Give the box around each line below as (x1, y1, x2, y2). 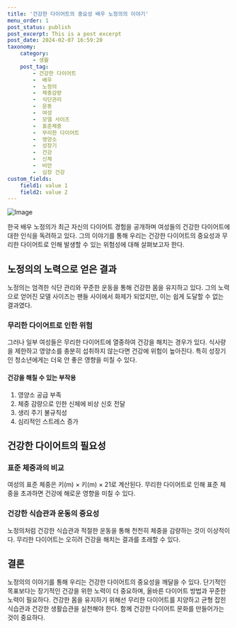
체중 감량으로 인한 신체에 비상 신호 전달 (17, 399, 126, 408)
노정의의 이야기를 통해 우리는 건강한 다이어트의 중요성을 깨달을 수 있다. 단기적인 (7, 578, 226, 586)
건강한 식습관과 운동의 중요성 (7, 509, 100, 519)
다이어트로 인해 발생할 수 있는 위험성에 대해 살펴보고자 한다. (20, 241, 185, 249)
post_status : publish (7, 23, 71, 31)
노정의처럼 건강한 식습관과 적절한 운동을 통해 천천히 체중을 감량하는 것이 (7, 526, 206, 534)
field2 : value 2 (20, 189, 69, 196)
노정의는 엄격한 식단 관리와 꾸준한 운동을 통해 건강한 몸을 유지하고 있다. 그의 (7, 283, 217, 292)
